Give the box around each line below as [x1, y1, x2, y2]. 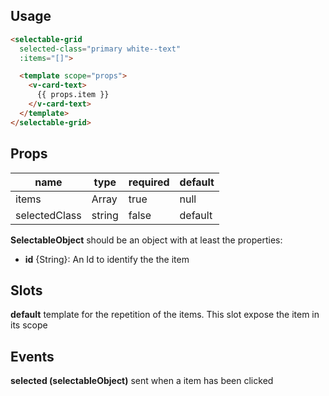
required [128, 175, 170, 189]
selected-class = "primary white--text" [19, 44, 182, 54]
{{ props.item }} [36, 90, 110, 100]
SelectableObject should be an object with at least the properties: [10, 234, 283, 246]
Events [10, 348, 55, 365]
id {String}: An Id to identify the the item [24, 253, 190, 265]
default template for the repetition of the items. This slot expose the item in [10, 309, 320, 321]
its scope [10, 319, 48, 331]
